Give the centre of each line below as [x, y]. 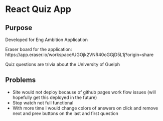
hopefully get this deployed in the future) [55, 97]
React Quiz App [38, 9]
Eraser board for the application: [39, 49]
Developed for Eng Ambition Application [47, 39]
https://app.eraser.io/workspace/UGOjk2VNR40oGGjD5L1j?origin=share [79, 54]
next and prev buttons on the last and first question [65, 113]
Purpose [19, 28]
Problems [21, 80]
